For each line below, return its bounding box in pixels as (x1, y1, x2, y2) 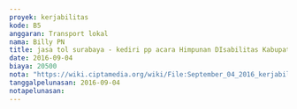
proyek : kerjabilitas (9, 12, 89, 22)
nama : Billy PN (9, 37, 65, 47)
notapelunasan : (9, 86, 65, 95)
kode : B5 (9, 21, 42, 30)
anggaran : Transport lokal (9, 29, 109, 38)
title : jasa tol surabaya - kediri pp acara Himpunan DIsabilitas (9, 46, 259, 54)
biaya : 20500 (9, 62, 57, 71)
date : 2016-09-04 (9, 54, 73, 62)
